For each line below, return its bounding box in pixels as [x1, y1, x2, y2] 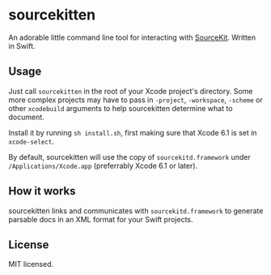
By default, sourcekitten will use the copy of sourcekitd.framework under [8, 152, 251, 161]
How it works [8, 184, 76, 198]
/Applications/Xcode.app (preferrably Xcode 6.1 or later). [8, 161, 198, 170]
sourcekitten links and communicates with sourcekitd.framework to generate [8, 205, 264, 216]
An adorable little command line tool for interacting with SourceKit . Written [8, 32, 256, 42]
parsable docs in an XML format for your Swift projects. [8, 214, 193, 224]
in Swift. [8, 41, 36, 50]
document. [8, 112, 44, 122]
